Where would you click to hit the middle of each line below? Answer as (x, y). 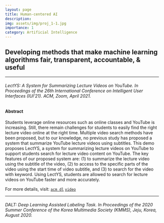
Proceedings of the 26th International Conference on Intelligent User (74, 91)
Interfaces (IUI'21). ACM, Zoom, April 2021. (48, 96)
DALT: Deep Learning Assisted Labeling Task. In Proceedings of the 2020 (79, 205)
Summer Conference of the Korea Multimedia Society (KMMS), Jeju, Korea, (81, 210)
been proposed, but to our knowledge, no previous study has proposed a (79, 138)
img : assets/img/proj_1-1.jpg (36, 23)
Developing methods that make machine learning (81, 52)
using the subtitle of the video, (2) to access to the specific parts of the (77, 164)
